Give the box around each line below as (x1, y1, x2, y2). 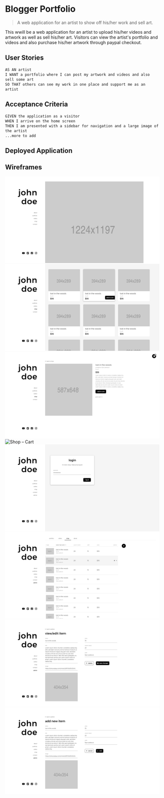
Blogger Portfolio (5, 3, 76, 15)
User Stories (5, 54, 44, 62)
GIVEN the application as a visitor (5, 114, 80, 118)
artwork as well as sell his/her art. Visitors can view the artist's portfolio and (5, 34, 158, 40)
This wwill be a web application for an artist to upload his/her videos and (5, 29, 152, 35)
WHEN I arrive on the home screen (5, 118, 76, 123)
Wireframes (5, 163, 43, 172)
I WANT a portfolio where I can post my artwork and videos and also (5, 72, 150, 77)
